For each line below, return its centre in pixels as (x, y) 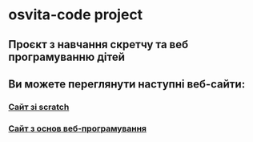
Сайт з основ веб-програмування (77, 128)
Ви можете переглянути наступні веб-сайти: (127, 84)
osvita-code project (76, 15)
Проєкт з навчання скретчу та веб (98, 45)
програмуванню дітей (67, 57)
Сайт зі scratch (39, 107)
